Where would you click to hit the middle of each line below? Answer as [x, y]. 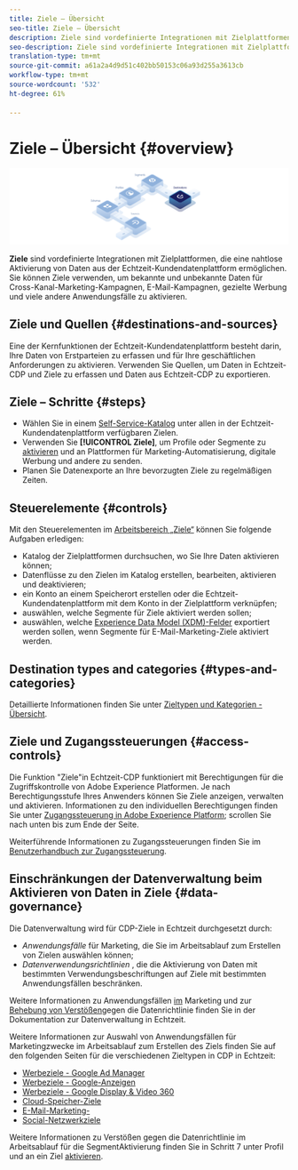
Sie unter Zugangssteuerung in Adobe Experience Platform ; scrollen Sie [141, 814]
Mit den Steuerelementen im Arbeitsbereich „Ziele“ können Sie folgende [141, 530]
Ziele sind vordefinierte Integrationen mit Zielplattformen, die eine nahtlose [146, 259]
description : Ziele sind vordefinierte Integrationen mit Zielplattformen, [152, 37]
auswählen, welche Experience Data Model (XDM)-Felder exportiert [146, 622]
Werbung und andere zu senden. [82, 461]
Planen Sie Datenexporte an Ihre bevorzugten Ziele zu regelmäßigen [147, 470]
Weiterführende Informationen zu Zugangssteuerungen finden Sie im [135, 841]
